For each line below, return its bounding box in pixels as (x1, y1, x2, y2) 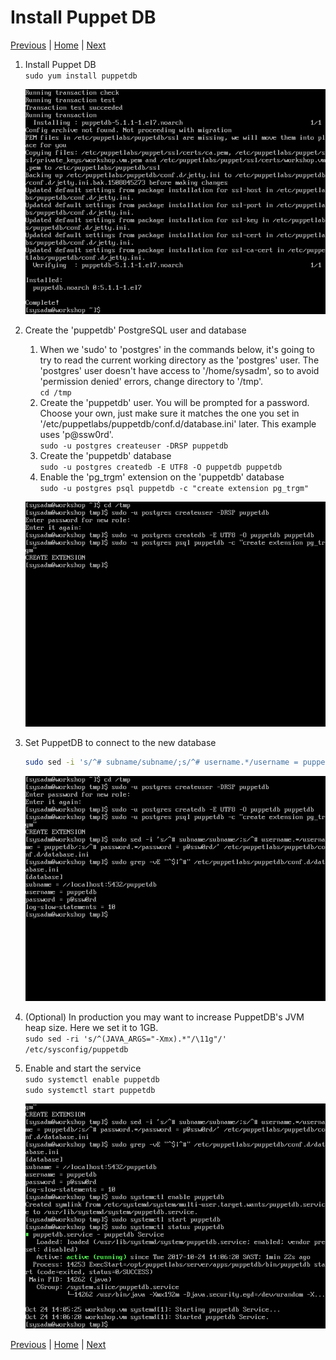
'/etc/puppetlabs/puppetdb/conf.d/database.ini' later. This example (39, 418, 317, 430)
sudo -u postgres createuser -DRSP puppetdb (39, 441, 229, 451)
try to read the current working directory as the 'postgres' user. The (39, 354, 320, 366)
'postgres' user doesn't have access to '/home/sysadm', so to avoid (39, 365, 320, 377)
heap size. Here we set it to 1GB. (24, 1022, 159, 1034)
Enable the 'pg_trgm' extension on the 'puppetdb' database (39, 471, 285, 483)
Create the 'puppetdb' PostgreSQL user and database (24, 324, 247, 336)
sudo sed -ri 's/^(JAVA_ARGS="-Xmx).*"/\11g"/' (24, 1034, 227, 1045)
